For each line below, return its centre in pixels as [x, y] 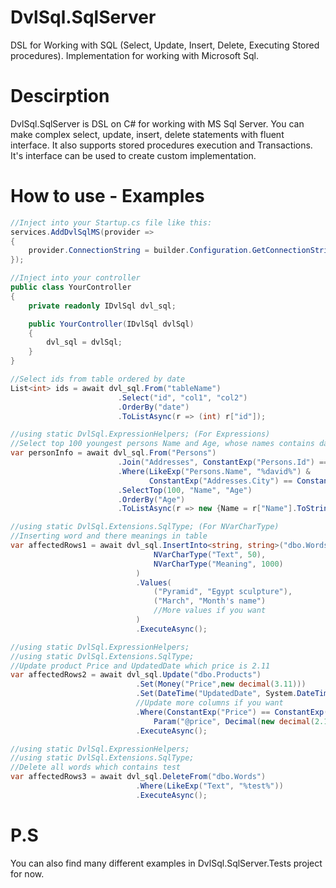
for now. [27, 873]
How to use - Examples [107, 196]
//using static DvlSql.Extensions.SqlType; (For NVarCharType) [145, 527]
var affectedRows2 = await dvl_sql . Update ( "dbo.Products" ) [136, 675]
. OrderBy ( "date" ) [153, 407]
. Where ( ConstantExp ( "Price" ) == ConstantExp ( [232, 712]
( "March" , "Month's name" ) [210, 601]
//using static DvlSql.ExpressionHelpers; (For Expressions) [140, 434]
